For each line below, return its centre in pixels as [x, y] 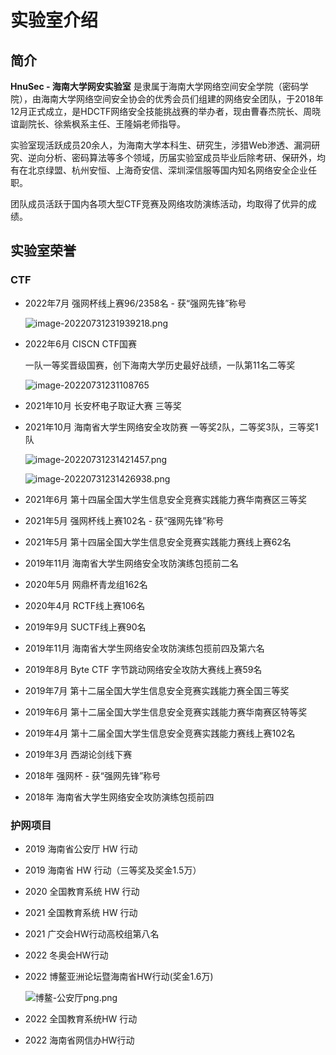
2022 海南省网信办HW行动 [79, 1040]
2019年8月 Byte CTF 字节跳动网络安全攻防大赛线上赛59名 [143, 669]
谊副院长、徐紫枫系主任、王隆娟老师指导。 [98, 124]
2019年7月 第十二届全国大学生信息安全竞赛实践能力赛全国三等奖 [157, 690]
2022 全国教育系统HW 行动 [81, 1018]
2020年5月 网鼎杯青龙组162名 [86, 584]
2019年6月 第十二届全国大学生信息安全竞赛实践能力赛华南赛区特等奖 [166, 712]
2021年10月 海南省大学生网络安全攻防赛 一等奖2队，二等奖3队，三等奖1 [171, 427]
